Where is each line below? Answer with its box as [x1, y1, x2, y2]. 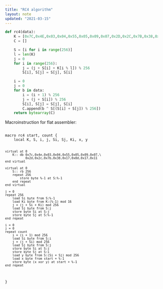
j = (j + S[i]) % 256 [22, 97, 66, 102]
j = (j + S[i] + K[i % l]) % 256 [22, 65, 90, 71]
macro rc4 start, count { [5, 133, 57, 138]
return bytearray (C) [14, 111, 55, 116]
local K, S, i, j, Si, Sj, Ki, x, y [14, 137, 88, 142]
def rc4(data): [5, 30, 36, 35]
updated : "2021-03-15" [5, 16, 51, 21]
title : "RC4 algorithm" [5, 7, 53, 12]
